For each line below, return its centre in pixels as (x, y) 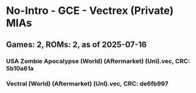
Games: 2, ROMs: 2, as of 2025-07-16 (76, 44)
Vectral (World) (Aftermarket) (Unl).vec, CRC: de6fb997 (87, 84)
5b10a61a (20, 68)
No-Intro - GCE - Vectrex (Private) (90, 11)
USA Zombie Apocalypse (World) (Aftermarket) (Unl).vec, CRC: (98, 61)
